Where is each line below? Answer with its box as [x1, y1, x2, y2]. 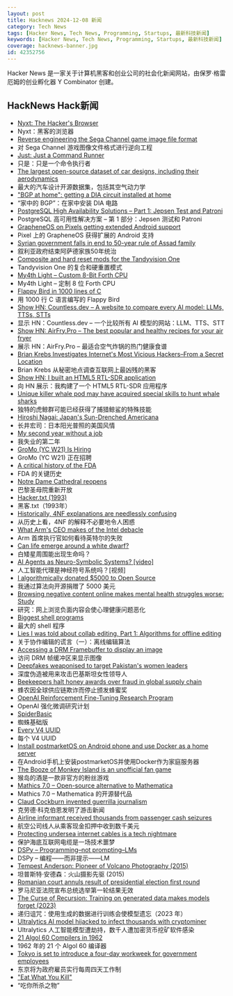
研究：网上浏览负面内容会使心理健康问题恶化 [17, 605, 146, 614]
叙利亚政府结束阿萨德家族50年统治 [17, 247, 117, 255]
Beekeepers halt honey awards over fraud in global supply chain [17, 677, 202, 685]
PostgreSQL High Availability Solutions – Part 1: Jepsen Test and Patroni [17, 206, 223, 215]
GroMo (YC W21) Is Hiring [17, 445, 92, 453]
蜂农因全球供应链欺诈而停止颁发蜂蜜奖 [17, 685, 127, 694]
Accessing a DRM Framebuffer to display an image [17, 645, 163, 653]
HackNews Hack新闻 [7, 100, 99, 112]
